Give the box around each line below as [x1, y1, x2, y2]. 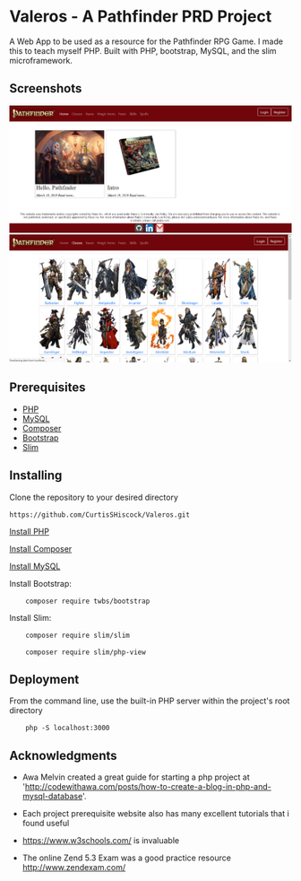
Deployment [9, 671, 80, 687]
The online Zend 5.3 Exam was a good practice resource [21, 852, 231, 863]
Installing [9, 468, 63, 484]
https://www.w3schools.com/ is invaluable [21, 835, 180, 846]
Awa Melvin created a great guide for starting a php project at [21, 772, 251, 782]
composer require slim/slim [25, 631, 130, 640]
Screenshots [9, 81, 82, 96]
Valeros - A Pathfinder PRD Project [9, 6, 272, 27]
